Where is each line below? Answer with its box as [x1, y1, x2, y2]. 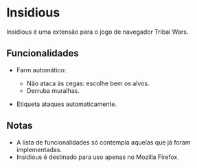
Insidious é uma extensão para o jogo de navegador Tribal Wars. [6, 28, 189, 36]
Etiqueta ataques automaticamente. [16, 100, 117, 108]
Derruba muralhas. [26, 86, 80, 94]
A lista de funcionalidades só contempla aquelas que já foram [16, 138, 191, 146]
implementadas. [16, 145, 62, 154]
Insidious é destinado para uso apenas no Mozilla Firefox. [16, 153, 180, 161]
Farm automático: [16, 65, 67, 74]
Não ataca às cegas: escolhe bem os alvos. [26, 79, 150, 87]
